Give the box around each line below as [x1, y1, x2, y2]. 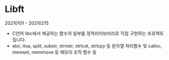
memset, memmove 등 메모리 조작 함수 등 [12, 49, 97, 55]
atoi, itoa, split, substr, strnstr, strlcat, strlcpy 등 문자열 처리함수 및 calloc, [12, 42, 162, 48]
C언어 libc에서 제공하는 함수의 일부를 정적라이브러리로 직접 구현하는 [12, 30, 147, 36]
